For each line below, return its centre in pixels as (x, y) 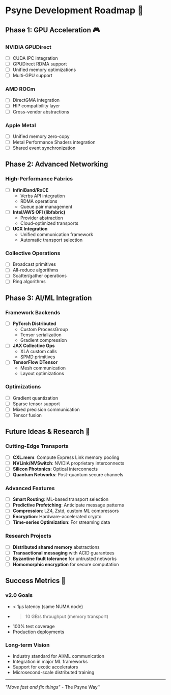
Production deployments (38, 632)
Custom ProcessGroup (44, 330)
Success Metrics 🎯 (36, 581)
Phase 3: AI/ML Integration (49, 298)
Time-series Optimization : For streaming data (61, 522)
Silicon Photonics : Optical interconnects (55, 469)
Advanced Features (30, 488)
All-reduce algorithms (35, 270)
